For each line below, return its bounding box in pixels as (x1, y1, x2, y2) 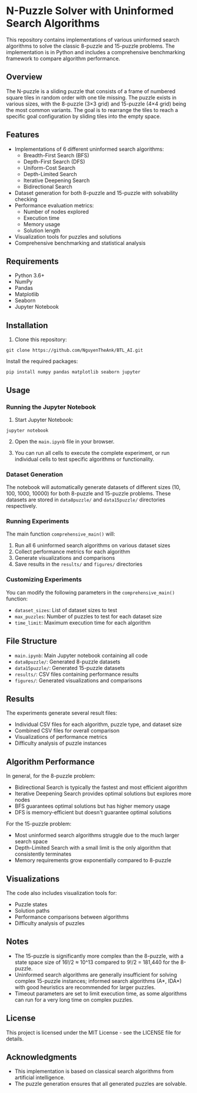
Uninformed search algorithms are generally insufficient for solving (14, 971, 178, 978)
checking (14, 196, 38, 203)
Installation (6, 320, 48, 331)
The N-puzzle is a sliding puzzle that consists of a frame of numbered (6, 87, 176, 95)
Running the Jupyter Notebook (6, 402, 96, 411)
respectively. (6, 503, 37, 510)
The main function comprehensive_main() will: (6, 530, 116, 537)
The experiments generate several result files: (6, 709, 118, 716)
